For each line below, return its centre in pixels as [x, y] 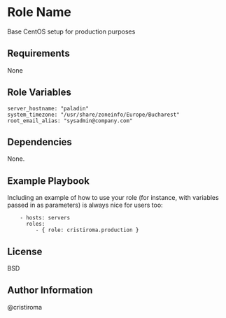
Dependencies [40, 142]
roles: [35, 224]
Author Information [50, 290]
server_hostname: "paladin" [48, 108]
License [25, 251]
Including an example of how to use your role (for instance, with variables [113, 198]
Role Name [39, 12]
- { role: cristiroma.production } [87, 230]
